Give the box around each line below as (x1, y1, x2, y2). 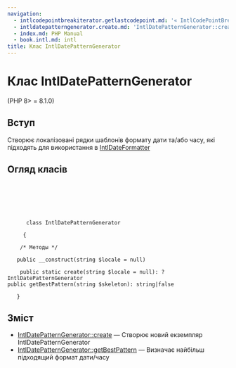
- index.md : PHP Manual (13, 30, 83, 37)
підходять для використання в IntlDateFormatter (7, 143, 150, 151)
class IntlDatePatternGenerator (25, 219, 121, 226)
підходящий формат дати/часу (17, 353, 110, 362)
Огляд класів (7, 163, 68, 176)
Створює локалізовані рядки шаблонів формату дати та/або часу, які (7, 135, 216, 144)
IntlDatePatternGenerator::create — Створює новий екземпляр (17, 331, 203, 339)
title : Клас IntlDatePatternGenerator (7, 43, 121, 50)
